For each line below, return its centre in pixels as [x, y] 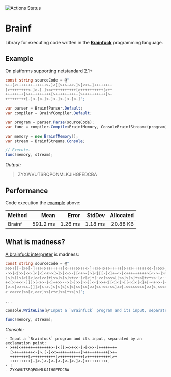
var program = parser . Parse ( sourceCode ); [50, 122]
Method [18, 215]
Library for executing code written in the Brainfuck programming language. [84, 42]
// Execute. [18, 150]
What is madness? [35, 242]
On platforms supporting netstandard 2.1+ [49, 71]
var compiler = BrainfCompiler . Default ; [49, 113]
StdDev [96, 215]
